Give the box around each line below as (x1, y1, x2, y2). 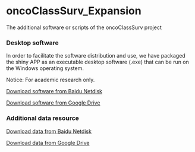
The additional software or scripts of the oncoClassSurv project (6, 24, 162, 31)
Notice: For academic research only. (6, 76, 95, 84)
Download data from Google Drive (6, 139, 90, 146)
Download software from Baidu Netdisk (6, 88, 103, 95)
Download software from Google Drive (6, 99, 100, 106)
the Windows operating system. (6, 65, 84, 72)
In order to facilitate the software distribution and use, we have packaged (6, 52, 185, 59)
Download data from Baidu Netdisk (6, 128, 92, 135)
